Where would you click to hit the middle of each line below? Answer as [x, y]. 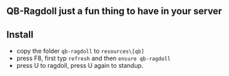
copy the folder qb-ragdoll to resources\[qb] [80, 51]
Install [20, 35]
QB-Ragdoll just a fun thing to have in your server [115, 11]
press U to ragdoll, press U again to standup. [80, 66]
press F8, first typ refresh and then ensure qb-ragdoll [94, 58]
